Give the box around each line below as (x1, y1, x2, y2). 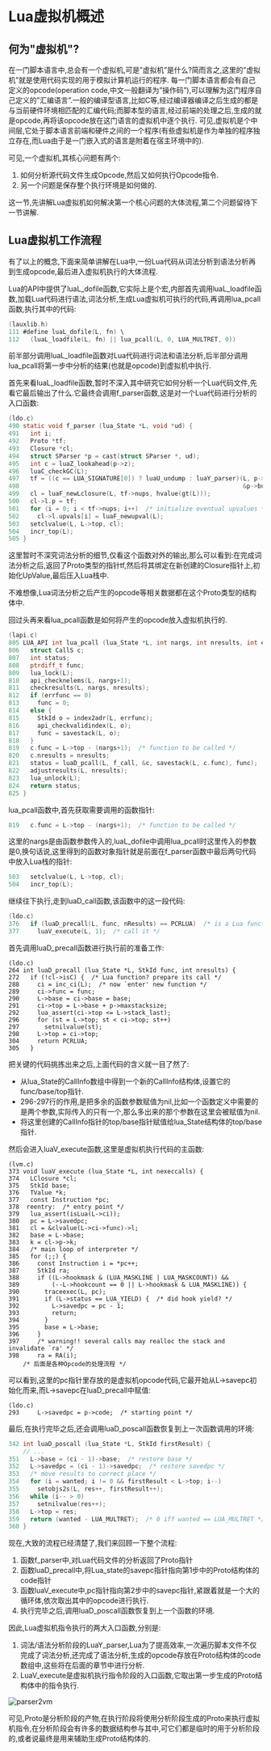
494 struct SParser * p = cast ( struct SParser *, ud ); (8, 452, 200, 460)
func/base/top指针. (19, 1086, 85, 1096)
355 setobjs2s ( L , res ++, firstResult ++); (8, 1485, 164, 1493)
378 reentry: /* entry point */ (8, 1203, 125, 1211)
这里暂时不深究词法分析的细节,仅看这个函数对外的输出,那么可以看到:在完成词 (8, 551, 262, 560)
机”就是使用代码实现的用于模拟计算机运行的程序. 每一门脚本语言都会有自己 (8, 75, 256, 85)
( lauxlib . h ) (8, 320, 48, 328)
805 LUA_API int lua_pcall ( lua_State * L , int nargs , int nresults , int (8, 639, 258, 647)
